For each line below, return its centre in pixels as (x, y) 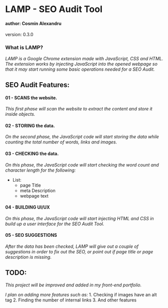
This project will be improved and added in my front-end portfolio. (73, 285)
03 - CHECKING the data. (32, 153)
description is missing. (28, 257)
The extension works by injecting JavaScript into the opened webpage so (81, 64)
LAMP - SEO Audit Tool (54, 9)
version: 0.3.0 (19, 35)
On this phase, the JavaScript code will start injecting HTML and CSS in (79, 218)
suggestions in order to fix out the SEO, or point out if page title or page (79, 252)
